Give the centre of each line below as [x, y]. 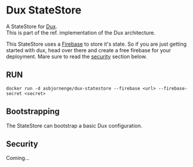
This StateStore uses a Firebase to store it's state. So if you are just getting [96, 44]
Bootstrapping [33, 112]
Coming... [18, 158]
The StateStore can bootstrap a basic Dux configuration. [74, 125]
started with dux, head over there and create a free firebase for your [89, 50]
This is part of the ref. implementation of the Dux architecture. [81, 32]
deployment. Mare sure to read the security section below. [77, 56]
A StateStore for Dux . [32, 26]
